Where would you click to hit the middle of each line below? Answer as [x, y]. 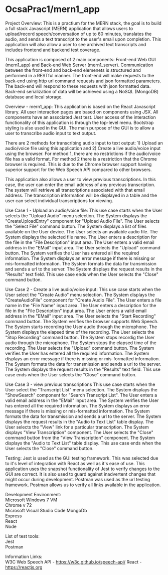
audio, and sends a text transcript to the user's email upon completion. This [83, 39]
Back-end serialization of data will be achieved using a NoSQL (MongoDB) [82, 91]
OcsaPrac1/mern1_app [53, 9]
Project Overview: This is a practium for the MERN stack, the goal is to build [83, 23]
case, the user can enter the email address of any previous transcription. [80, 185]
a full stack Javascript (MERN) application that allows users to [69, 28]
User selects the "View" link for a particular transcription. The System [77, 427]
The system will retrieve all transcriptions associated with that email [75, 190]
